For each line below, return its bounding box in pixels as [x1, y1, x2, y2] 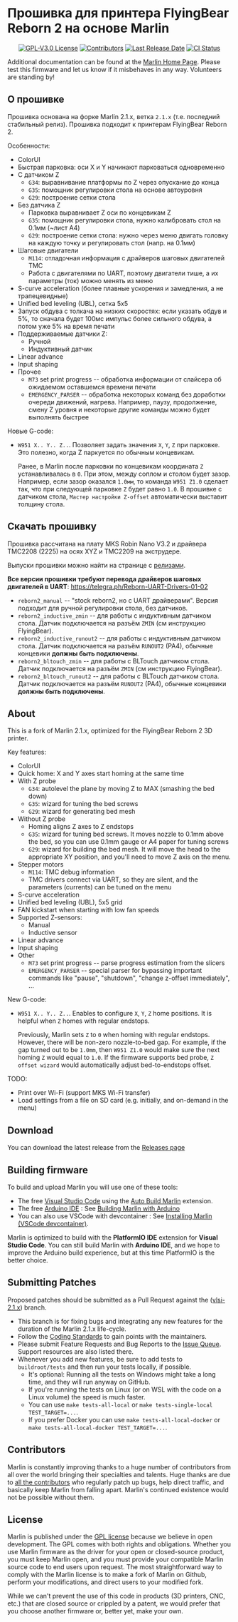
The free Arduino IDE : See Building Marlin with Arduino [17, 1204, 180, 1213]
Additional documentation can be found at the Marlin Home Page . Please [7, 57, 221, 66]
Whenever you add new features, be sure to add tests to [17, 1355, 183, 1363]
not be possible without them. [7, 1493, 94, 1501]
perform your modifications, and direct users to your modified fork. [7, 1578, 204, 1586]
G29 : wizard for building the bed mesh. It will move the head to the [28, 845, 221, 854]
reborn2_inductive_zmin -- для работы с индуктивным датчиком [17, 611, 212, 620]
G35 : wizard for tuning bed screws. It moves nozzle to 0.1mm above [28, 830, 225, 839]
